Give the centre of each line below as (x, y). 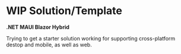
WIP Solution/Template (64, 11)
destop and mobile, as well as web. (49, 45)
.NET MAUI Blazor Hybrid (38, 27)
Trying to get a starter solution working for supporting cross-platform (91, 38)
